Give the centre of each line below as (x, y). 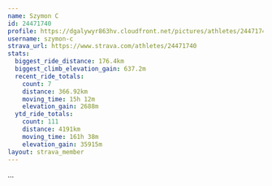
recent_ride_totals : (50, 76)
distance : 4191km (52, 129)
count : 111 (41, 122)
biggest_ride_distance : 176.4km (70, 62)
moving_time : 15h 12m (58, 99)
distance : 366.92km (55, 91)
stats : (19, 54)
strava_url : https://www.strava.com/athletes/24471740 (102, 46)
